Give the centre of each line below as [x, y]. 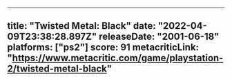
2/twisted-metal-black [57, 69]
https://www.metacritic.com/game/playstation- [118, 58]
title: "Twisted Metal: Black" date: [82, 26]
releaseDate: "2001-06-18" [159, 37]
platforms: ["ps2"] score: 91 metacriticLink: [103, 48]
